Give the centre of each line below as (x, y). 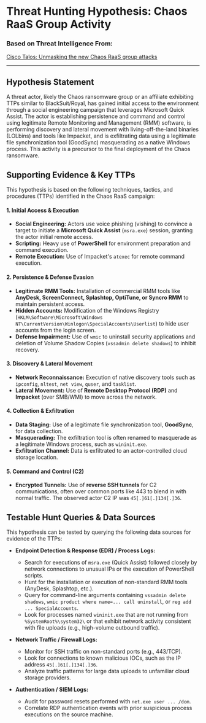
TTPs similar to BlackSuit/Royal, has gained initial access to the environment (103, 103)
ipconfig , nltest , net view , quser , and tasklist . (76, 384)
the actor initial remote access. (54, 237)
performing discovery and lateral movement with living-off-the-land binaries (103, 130)
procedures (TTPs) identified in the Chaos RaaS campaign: (81, 196)
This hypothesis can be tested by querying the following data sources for (99, 532)
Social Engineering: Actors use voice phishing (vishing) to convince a (104, 224)
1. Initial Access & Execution (43, 210)
